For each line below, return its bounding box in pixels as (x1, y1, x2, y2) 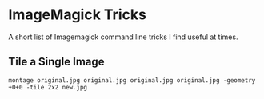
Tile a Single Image (8, 55, 106, 69)
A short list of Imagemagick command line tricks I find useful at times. (8, 32, 238, 42)
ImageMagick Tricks (8, 6, 146, 24)
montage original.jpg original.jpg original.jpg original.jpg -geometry (8, 76, 256, 85)
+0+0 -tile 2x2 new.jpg (8, 83, 88, 91)
